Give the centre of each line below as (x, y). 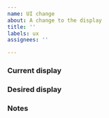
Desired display (34, 89)
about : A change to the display (54, 20)
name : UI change (31, 14)
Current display (34, 71)
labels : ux (23, 33)
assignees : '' (28, 40)
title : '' (22, 27)
